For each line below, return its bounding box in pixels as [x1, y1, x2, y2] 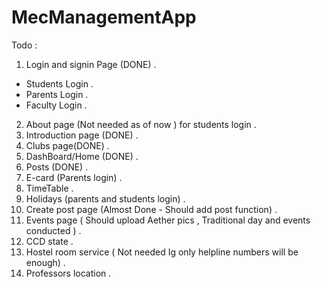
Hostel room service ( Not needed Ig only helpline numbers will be [25, 246, 299, 258]
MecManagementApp [11, 6, 197, 29]
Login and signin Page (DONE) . [25, 58, 157, 70]
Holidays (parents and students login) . [25, 192, 186, 205]
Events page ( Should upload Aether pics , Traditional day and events [25, 214, 311, 226]
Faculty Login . [25, 99, 88, 111]
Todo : [11, 39, 38, 51]
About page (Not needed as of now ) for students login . [25, 118, 257, 130]
